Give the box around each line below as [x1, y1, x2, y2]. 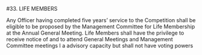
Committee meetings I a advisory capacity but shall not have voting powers [6, 42, 194, 49]
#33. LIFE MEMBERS [6, 5, 58, 12]
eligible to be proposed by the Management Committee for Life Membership [6, 23, 195, 30]
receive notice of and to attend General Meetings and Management [6, 36, 173, 42]
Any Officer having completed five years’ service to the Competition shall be [6, 17, 196, 23]
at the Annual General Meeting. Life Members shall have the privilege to [6, 29, 185, 36]
